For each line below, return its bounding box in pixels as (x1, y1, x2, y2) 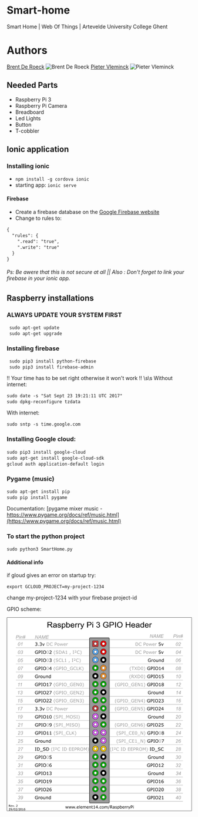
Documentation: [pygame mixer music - (6, 505, 103, 512)
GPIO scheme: (6, 605, 42, 613)
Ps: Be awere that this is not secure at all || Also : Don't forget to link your (6, 269, 184, 276)
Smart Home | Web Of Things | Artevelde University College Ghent (6, 23, 168, 30)
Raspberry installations (6, 293, 95, 303)
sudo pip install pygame (6, 495, 68, 500)
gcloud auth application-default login (6, 461, 105, 467)
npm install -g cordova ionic (15, 176, 90, 183)
